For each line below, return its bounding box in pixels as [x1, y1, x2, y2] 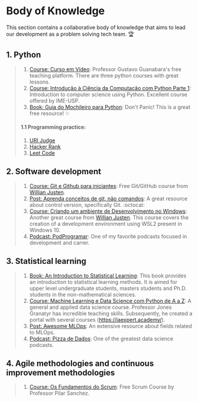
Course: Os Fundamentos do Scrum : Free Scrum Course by [29, 384, 174, 391]
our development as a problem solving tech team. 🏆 [6, 30, 134, 37]
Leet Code [29, 149, 55, 157]
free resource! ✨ [29, 110, 70, 117]
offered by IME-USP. [29, 97, 80, 104]
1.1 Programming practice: [20, 123, 86, 131]
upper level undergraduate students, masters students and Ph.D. [29, 285, 187, 292]
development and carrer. [29, 239, 90, 246]
